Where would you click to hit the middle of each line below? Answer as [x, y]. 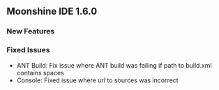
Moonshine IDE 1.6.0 [52, 12]
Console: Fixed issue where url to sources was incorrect [97, 80]
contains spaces [40, 73]
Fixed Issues [28, 50]
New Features [31, 31]
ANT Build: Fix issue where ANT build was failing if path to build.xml [114, 65]
